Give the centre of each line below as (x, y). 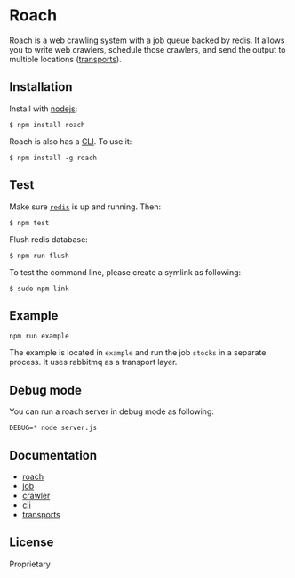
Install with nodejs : (44, 109)
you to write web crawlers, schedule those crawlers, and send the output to (147, 49)
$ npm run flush (39, 256)
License (32, 543)
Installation (41, 87)
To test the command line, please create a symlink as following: (125, 272)
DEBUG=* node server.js (53, 428)
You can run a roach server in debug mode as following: (112, 411)
